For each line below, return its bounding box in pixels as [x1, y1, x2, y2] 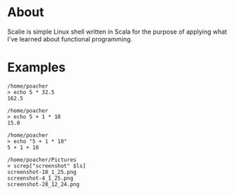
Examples [7, 60, 66, 76]
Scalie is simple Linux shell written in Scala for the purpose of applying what [7, 27, 228, 36]
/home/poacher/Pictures [7, 156, 77, 163]
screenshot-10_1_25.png [7, 168, 77, 175]
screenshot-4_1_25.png [7, 175, 74, 182]
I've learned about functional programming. [7, 34, 133, 43]
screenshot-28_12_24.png [7, 180, 80, 188]
